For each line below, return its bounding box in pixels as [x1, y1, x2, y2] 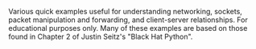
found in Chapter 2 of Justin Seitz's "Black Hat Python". [8, 32, 193, 41]
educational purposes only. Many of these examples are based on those [8, 24, 248, 32]
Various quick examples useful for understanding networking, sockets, [8, 7, 243, 16]
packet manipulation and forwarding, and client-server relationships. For [8, 15, 248, 24]
